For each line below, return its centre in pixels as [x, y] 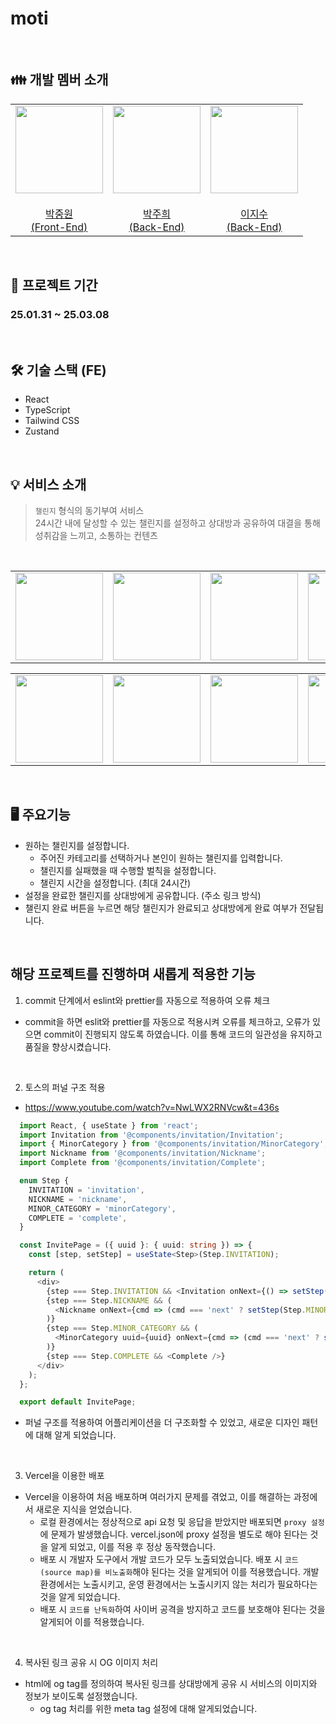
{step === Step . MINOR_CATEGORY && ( [122, 1328]
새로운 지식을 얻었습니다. [84, 1509]
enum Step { [44, 1181]
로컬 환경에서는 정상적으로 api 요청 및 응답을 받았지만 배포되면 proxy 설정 [182, 1522]
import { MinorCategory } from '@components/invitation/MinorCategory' [172, 1144]
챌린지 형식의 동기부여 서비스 [89, 511]
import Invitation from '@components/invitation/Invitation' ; [151, 1135]
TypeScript [47, 410]
